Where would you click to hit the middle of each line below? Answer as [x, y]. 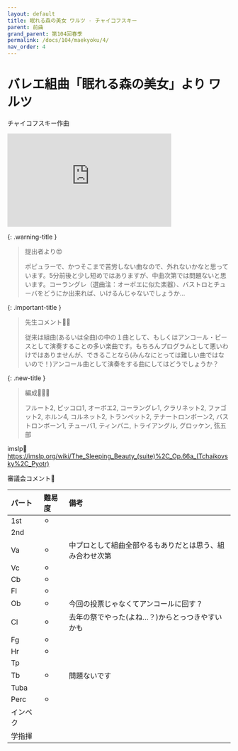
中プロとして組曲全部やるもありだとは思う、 [143, 545]
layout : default [31, 14]
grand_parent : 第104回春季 [45, 34]
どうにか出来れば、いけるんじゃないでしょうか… [114, 293]
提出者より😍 [44, 251]
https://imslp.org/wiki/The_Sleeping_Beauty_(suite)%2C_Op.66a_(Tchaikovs [118, 456]
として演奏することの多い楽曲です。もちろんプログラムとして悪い [126, 346]
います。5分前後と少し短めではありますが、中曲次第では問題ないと [123, 275]
